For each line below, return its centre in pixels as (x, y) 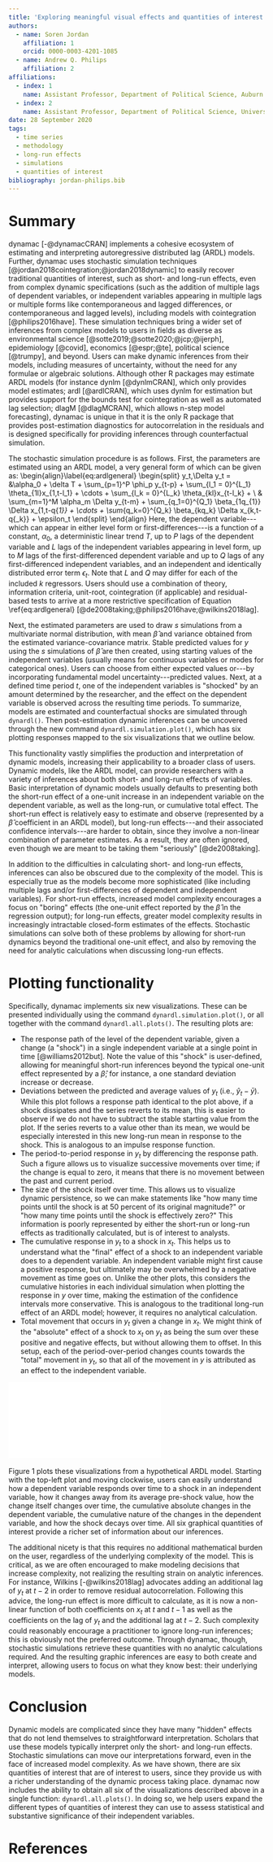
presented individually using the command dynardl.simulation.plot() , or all (136, 1014)
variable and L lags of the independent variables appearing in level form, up (135, 547)
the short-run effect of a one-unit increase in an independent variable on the (136, 796)
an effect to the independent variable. (83, 1370)
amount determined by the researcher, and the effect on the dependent (128, 694)
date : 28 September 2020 (50, 120)
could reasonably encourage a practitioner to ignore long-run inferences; (131, 1630)
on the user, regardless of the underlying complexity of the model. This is (131, 1556)
